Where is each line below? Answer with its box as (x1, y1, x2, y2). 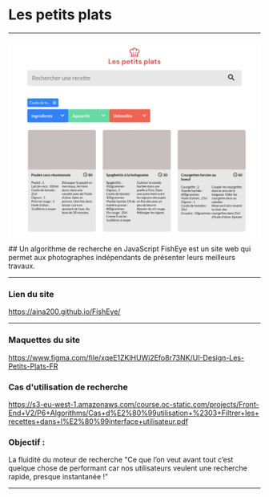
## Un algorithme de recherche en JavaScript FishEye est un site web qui (8, 244, 251, 254)
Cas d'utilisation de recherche (8, 381, 128, 393)
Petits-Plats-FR (8, 361, 58, 371)
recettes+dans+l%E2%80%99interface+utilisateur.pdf (8, 416, 188, 426)
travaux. (8, 261, 36, 271)
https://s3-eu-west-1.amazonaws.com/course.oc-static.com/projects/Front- (8, 399, 259, 409)
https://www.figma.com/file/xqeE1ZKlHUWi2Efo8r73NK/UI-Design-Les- (8, 352, 245, 362)
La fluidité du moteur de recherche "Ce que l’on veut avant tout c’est (8, 455, 234, 465)
